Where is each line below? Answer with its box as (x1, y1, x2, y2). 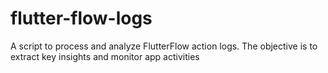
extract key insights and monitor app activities (10, 50, 200, 62)
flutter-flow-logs (10, 7, 153, 30)
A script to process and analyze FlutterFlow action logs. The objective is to (10, 40, 318, 52)
